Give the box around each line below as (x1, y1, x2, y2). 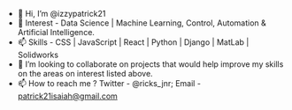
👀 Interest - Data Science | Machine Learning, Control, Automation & (17, 18, 267, 28)
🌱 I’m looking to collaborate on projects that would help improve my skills (17, 59, 284, 70)
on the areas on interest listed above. (17, 69, 153, 78)
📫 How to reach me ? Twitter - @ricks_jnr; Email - (17, 78, 202, 88)
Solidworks (17, 49, 59, 60)
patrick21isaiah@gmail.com (17, 91, 118, 101)
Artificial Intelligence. (17, 27, 96, 37)
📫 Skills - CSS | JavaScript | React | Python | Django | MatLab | (17, 37, 250, 48)
